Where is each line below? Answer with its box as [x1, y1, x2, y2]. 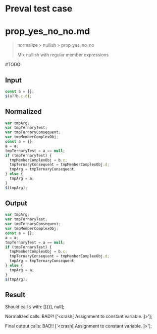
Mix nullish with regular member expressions [17, 52, 109, 58]
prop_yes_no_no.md [5, 26, 90, 37]
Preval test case [5, 3, 73, 14]
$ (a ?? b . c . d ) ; [5, 93, 32, 98]
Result [5, 290, 26, 299]
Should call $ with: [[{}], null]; [5, 304, 65, 310]
